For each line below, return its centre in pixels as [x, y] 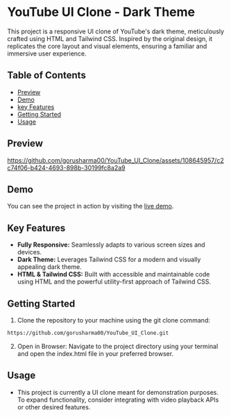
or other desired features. [54, 407]
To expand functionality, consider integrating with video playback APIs [118, 400]
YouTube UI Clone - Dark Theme [101, 12]
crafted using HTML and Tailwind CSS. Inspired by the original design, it [110, 38]
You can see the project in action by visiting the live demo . [91, 206]
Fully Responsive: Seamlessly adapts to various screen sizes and [111, 245]
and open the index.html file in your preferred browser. [95, 353]
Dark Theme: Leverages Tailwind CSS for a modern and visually [109, 260]
